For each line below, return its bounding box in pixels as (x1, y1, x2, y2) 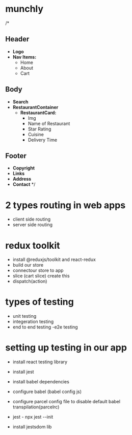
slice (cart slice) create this (12, 273, 70, 279)
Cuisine (28, 131, 44, 137)
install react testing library (12, 359, 68, 365)
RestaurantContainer (12, 104, 59, 110)
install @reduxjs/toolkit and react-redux (12, 256, 96, 263)
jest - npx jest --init (12, 414, 54, 420)
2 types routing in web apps (5, 199, 126, 211)
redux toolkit (5, 240, 60, 251)
